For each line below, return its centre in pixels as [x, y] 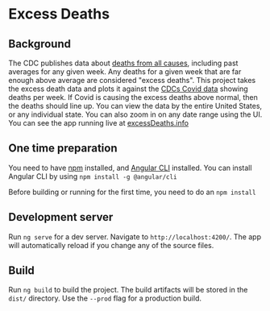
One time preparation [63, 149]
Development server [61, 217]
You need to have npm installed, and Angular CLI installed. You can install [130, 168]
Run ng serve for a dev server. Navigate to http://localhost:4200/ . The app [135, 236]
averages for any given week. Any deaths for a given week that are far [125, 72]
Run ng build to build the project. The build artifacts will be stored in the [128, 290]
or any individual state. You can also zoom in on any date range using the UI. [135, 114]
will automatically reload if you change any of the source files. [111, 245]
